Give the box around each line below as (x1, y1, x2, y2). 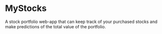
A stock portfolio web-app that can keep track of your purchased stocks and (5, 19, 158, 24)
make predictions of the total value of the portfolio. (5, 23, 106, 29)
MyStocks (5, 3, 47, 14)
